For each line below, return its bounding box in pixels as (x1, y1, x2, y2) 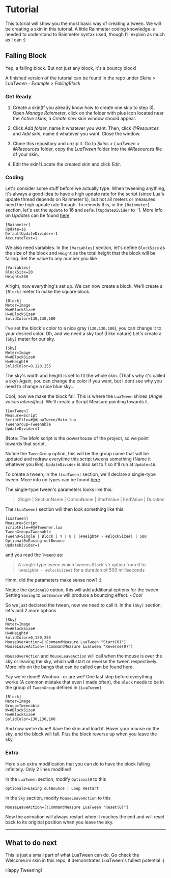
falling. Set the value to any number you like (5, 256, 97, 262)
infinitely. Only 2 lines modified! (5, 766, 71, 772)
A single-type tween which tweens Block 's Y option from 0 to (17, 562, 146, 568)
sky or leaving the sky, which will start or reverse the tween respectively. (5, 659, 158, 665)
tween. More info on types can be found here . (5, 477, 102, 483)
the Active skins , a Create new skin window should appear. (12, 116, 136, 122)
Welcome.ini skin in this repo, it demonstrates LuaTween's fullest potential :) (5, 857, 165, 864)
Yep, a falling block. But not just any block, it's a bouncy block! (5, 65, 136, 71)
